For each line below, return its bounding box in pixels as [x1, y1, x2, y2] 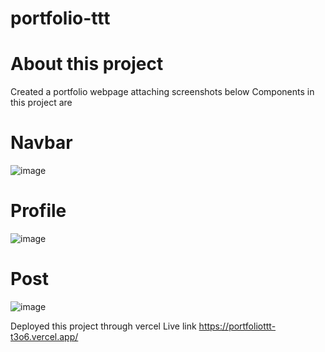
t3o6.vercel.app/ [10, 330, 79, 342]
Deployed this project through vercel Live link [10, 320, 197, 332]
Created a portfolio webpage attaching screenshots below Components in [10, 86, 315, 98]
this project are [10, 97, 73, 109]
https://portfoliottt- [198, 320, 277, 332]
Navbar [10, 132, 73, 154]
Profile [10, 200, 67, 222]
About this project [10, 53, 164, 76]
